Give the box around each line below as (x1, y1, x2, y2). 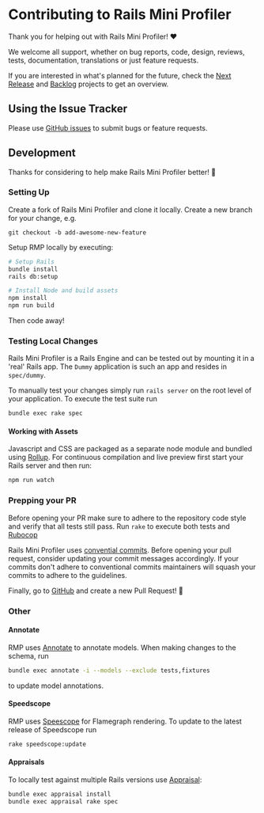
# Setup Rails (8, 257, 55, 266)
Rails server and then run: (8, 461, 92, 470)
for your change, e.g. (8, 213, 77, 222)
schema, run (8, 651, 49, 660)
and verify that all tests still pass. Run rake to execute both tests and (8, 521, 231, 531)
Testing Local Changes (8, 336, 99, 347)
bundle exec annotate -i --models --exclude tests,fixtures (8, 667, 211, 674)
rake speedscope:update (8, 740, 87, 748)
